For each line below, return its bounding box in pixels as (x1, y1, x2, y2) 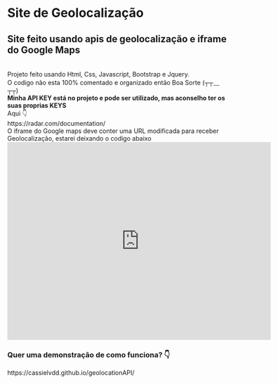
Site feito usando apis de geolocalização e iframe (7, 33, 227, 45)
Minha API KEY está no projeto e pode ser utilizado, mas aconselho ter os (7, 94, 226, 102)
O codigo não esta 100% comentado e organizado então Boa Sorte (7, 79, 201, 87)
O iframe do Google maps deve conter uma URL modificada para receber (7, 127, 219, 135)
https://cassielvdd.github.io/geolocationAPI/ (7, 369, 135, 377)
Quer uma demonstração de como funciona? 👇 (7, 350, 171, 359)
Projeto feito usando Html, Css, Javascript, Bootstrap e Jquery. (7, 70, 190, 78)
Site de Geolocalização (7, 5, 144, 21)
